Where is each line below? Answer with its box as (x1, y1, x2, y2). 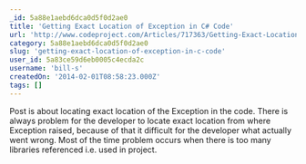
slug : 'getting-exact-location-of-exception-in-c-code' (9, 47, 226, 56)
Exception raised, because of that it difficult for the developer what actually (9, 124, 292, 136)
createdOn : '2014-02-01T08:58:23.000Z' (9, 72, 161, 82)
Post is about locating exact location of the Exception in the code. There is (9, 105, 289, 116)
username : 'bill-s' (9, 64, 84, 73)
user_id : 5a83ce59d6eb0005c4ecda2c (9, 55, 145, 64)
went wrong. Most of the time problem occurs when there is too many (9, 134, 271, 145)
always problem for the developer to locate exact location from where (9, 115, 271, 126)
